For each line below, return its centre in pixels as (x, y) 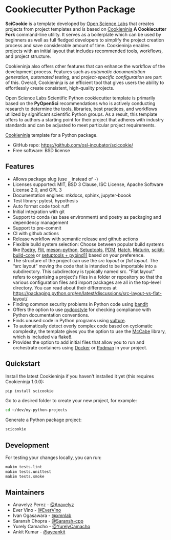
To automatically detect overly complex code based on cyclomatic (82, 326)
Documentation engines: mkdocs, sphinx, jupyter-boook (72, 195)
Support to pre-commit (37, 228)
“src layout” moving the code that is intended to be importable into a (85, 266)
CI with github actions (36, 233)
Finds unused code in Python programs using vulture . (69, 320)
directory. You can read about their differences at (65, 287)
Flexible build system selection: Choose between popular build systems (88, 244)
